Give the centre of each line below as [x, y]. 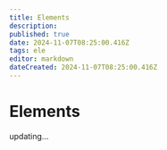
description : [33, 26]
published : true [39, 34]
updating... [29, 136]
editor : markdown [42, 59]
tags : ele [28, 51]
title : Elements [39, 17]
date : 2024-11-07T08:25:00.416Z [69, 42]
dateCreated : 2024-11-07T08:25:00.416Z [83, 68]
